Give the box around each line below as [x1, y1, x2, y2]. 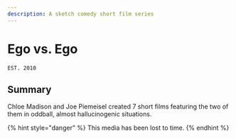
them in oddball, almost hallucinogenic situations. [7, 110, 152, 118]
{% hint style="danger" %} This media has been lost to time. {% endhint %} [7, 123, 230, 132]
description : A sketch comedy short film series [7, 10, 154, 18]
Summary [7, 83, 52, 96]
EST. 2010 [7, 65, 37, 72]
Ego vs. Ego [7, 40, 78, 57]
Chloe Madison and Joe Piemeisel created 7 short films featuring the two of [7, 102, 229, 111]
